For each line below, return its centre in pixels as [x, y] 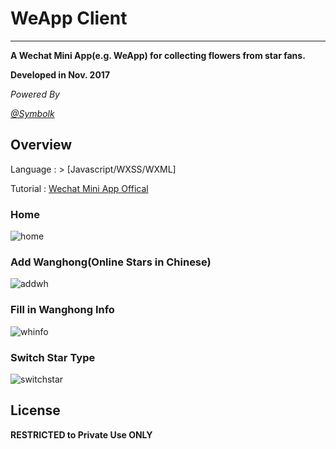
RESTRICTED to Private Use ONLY [81, 434]
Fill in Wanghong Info [62, 310]
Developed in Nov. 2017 [60, 74]
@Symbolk [32, 113]
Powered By [35, 94]
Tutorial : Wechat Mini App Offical [79, 188]
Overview [41, 145]
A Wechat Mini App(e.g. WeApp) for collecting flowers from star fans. [158, 55]
